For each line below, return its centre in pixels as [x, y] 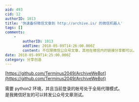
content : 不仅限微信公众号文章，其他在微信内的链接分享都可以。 [79, 50]
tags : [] [14, 28]
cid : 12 [13, 14]
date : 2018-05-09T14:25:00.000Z [38, 55]
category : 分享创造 [23, 60]
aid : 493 [14, 10]
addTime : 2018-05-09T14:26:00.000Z [59, 46]
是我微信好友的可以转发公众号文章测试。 [46, 95]
